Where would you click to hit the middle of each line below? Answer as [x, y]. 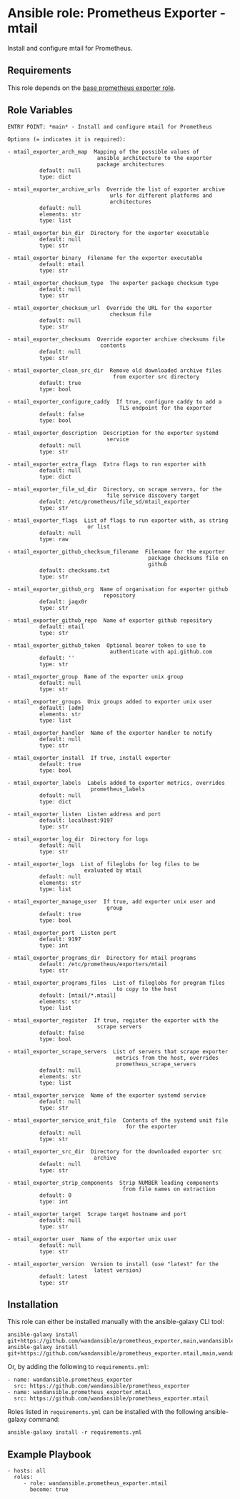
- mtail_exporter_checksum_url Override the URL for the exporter [110, 308]
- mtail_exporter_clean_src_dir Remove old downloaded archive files [115, 370]
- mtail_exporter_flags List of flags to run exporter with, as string [118, 520]
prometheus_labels [117, 789]
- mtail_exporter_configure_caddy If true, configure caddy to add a [115, 401]
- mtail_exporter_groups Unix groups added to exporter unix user [110, 701]
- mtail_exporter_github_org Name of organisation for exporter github [118, 589]
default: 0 [55, 1195]
